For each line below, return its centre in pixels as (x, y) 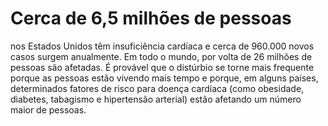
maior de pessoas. (48, 109)
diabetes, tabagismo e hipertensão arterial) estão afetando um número (156, 99)
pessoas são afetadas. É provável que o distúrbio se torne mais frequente (162, 67)
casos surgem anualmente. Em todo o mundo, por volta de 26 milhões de (161, 56)
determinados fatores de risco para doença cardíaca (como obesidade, (157, 88)
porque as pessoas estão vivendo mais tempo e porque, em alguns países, (164, 78)
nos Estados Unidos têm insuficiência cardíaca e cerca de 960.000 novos (162, 46)
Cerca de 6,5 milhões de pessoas (151, 18)
